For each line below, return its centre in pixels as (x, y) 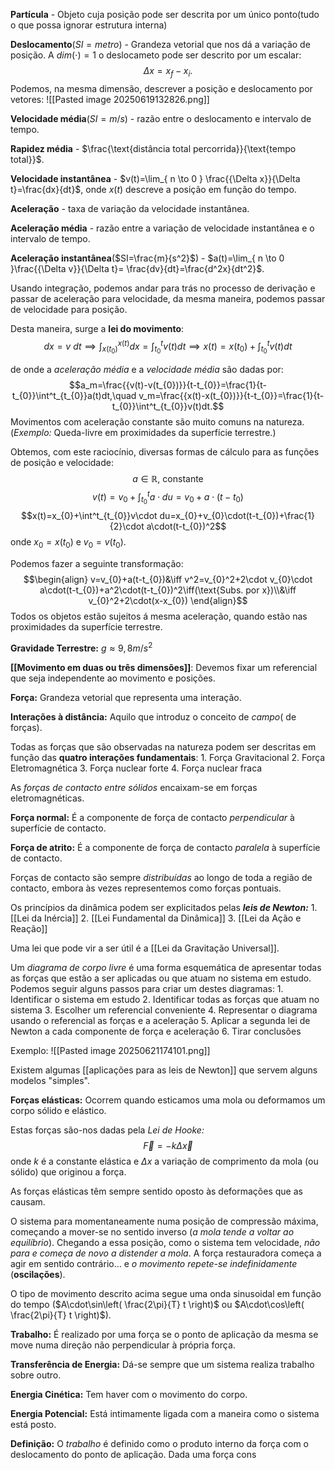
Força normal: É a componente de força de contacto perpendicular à (152, 817)
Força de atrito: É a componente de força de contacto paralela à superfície (165, 847)
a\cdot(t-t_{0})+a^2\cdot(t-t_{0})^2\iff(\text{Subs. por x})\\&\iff (168, 590)
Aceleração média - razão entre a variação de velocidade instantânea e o (162, 228)
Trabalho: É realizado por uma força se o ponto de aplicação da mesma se (164, 1334)
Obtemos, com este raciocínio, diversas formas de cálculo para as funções (165, 451)
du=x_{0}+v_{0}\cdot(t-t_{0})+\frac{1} (237, 516)
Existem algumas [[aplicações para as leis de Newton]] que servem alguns (164, 1070)
